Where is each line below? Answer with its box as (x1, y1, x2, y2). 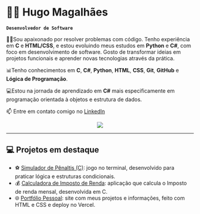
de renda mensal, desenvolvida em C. (14, 188, 108, 195)
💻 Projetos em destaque (6, 145, 99, 155)
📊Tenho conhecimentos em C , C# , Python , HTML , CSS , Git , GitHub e (6, 66, 179, 74)
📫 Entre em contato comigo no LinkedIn (6, 108, 105, 115)
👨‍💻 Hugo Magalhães (6, 5, 108, 19)
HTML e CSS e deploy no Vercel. (14, 201, 96, 208)
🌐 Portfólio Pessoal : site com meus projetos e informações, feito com (14, 194, 185, 201)
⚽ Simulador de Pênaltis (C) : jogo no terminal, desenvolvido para (14, 164, 174, 171)
